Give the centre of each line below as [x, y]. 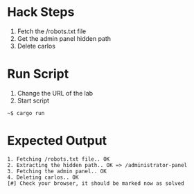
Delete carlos [36, 46]
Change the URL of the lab [55, 93]
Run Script [38, 74]
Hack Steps [41, 12]
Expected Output [57, 141]
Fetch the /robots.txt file [52, 31]
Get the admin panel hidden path [64, 38]
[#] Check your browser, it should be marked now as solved [96, 183]
